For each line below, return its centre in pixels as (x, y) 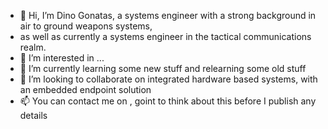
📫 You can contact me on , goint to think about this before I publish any (168, 101)
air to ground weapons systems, (86, 26)
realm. (33, 47)
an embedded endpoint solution (85, 89)
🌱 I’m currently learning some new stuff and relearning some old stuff (163, 68)
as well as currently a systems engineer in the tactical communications (165, 36)
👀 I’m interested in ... (62, 58)
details (33, 115)
